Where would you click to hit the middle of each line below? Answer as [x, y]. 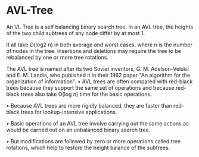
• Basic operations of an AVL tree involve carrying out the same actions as [97, 123]
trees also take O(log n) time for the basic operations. [86, 94]
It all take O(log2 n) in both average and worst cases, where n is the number [99, 45]
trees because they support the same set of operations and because [90, 87]
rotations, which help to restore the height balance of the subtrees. [88, 147]
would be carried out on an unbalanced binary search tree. [78, 130]
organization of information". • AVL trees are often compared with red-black [99, 81]
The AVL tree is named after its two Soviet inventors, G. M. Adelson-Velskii [98, 68]
